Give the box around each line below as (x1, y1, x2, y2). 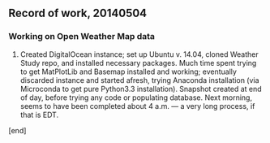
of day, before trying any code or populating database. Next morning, (19, 93, 253, 102)
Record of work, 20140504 (8, 6, 148, 20)
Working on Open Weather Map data (8, 31, 156, 42)
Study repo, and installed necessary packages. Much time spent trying (19, 58, 257, 67)
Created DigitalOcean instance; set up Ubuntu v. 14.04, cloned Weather (19, 49, 259, 59)
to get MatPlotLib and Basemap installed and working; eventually (19, 67, 238, 76)
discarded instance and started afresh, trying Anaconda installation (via (19, 75, 259, 84)
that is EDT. (19, 110, 59, 119)
